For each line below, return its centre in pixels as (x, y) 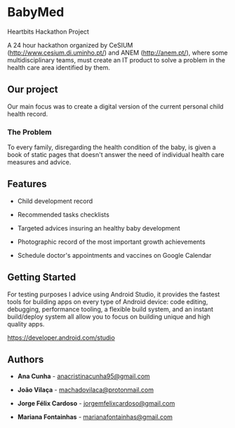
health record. (28, 113)
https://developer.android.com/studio (61, 338)
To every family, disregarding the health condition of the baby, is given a (112, 147)
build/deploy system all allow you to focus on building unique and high (109, 317)
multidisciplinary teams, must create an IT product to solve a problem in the (116, 60)
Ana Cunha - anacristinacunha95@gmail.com (84, 376)
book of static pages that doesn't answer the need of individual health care (116, 155)
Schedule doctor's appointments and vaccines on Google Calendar (114, 255)
